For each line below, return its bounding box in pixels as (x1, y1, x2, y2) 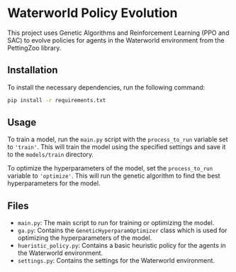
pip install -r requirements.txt (7, 97, 106, 104)
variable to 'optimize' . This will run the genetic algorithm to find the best (7, 172, 221, 180)
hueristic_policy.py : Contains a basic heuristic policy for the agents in (17, 241, 227, 250)
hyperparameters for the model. (7, 179, 101, 187)
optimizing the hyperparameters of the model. (17, 234, 152, 242)
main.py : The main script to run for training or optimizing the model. (17, 219, 215, 227)
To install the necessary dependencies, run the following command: (7, 83, 206, 92)
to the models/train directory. (7, 151, 94, 159)
